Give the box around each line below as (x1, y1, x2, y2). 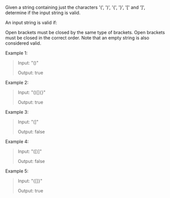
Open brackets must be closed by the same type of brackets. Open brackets (5, 29, 165, 35)
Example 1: (5, 50, 28, 56)
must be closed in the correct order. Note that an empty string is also (5, 35, 150, 41)
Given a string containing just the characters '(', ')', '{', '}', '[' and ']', (5, 5, 146, 10)
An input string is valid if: (5, 20, 57, 25)
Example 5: (5, 168, 29, 174)
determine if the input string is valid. (5, 10, 81, 16)
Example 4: (5, 139, 29, 144)
